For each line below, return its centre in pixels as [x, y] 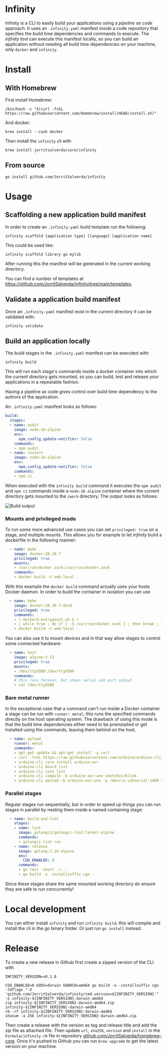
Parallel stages [23, 793]
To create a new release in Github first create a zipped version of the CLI [80, 962]
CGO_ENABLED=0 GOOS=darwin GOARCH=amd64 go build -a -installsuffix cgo [82, 985]
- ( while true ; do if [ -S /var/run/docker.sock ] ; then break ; [86, 624]
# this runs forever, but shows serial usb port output [73, 680]
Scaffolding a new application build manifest [76, 215]
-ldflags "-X [19, 990]
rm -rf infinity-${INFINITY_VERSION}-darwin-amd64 [59, 1011]
